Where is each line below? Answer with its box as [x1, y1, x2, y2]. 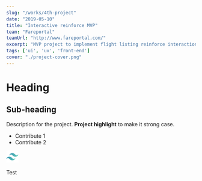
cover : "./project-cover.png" [6, 54, 82, 60]
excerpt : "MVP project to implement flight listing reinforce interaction [6, 41, 198, 48]
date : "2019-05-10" [6, 16, 55, 22]
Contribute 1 [14, 132, 46, 140]
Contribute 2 [14, 138, 46, 146]
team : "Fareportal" [6, 29, 55, 35]
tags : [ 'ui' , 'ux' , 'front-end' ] [6, 48, 90, 54]
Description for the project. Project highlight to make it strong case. [6, 120, 175, 127]
